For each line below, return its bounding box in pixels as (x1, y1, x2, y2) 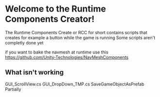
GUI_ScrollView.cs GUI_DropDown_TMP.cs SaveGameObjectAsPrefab (5, 81, 144, 87)
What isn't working (5, 69, 64, 77)
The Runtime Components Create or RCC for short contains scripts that (5, 29, 148, 35)
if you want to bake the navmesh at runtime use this (5, 49, 109, 55)
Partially (5, 86, 21, 92)
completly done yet (5, 40, 44, 45)
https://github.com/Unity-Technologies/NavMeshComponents (5, 54, 129, 60)
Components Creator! (5, 14, 95, 25)
